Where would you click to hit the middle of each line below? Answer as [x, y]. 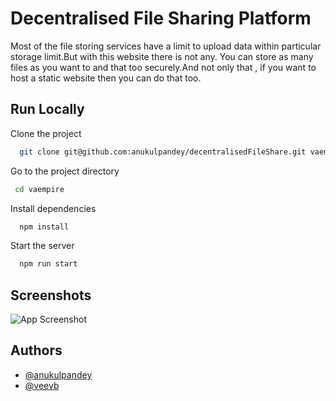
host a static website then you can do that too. [106, 78]
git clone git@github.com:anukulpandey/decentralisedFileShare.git [163, 152]
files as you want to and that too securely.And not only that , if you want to [163, 67]
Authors [36, 350]
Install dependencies [53, 208]
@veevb [42, 385]
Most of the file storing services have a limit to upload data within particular [166, 46]
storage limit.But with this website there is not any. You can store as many [162, 56]
